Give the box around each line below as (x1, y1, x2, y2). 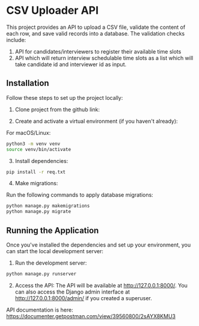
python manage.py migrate (6, 209, 71, 215)
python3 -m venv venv (6, 141, 61, 147)
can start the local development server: (6, 247, 104, 254)
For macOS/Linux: (6, 129, 51, 136)
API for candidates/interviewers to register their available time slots (14, 48, 182, 55)
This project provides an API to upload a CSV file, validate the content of (6, 23, 186, 31)
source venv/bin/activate (6, 146, 71, 152)
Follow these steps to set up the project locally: (6, 94, 123, 101)
